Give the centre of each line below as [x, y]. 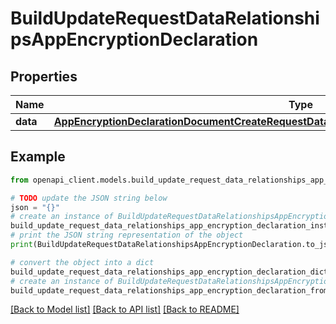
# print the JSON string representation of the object [127, 235]
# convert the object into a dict [82, 262]
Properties [44, 76]
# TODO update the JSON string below [89, 198]
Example [38, 157]
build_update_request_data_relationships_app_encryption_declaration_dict [169, 272]
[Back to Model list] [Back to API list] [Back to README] [125, 309]
